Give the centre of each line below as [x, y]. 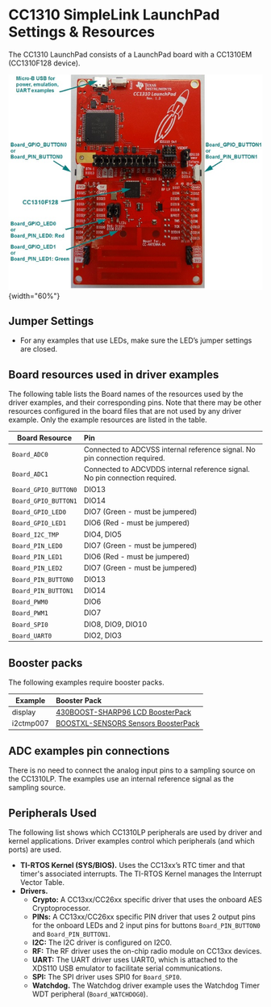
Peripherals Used [52, 813]
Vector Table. [42, 883]
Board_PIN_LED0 [37, 546]
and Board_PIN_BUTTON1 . [71, 934]
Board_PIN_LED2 [37, 569]
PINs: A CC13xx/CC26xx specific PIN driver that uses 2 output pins [144, 917]
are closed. [39, 349]
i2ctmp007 [31, 723]
